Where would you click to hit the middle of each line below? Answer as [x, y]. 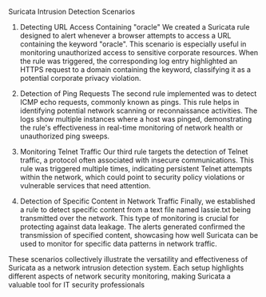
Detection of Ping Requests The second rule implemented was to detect [138, 94]
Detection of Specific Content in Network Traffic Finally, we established [137, 201]
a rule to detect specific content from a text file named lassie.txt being [135, 210]
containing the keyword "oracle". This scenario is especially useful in [133, 44]
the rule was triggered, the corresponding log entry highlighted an [129, 61]
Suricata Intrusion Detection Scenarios [72, 12]
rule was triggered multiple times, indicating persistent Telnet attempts [136, 169]
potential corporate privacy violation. [80, 78]
